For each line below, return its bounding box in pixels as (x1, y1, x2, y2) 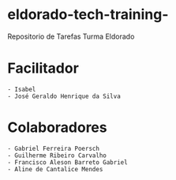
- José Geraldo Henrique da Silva (7, 92, 122, 100)
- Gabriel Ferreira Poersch (7, 144, 100, 152)
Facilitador (7, 59, 80, 77)
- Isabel (7, 85, 36, 93)
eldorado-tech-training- (7, 6, 169, 24)
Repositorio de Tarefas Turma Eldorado (7, 32, 135, 41)
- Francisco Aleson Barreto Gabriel (7, 158, 128, 167)
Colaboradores (7, 118, 107, 137)
